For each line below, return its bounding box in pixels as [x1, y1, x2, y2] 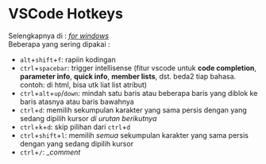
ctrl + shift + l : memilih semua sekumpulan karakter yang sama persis [19, 130, 249, 139]
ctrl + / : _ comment [19, 147, 81, 157]
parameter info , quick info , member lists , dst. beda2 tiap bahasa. [19, 71, 237, 81]
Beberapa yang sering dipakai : [8, 39, 110, 48]
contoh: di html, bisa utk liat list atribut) [19, 80, 148, 90]
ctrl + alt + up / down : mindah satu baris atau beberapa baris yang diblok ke [19, 88, 258, 97]
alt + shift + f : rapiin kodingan [19, 55, 117, 64]
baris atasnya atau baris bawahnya [19, 97, 135, 106]
